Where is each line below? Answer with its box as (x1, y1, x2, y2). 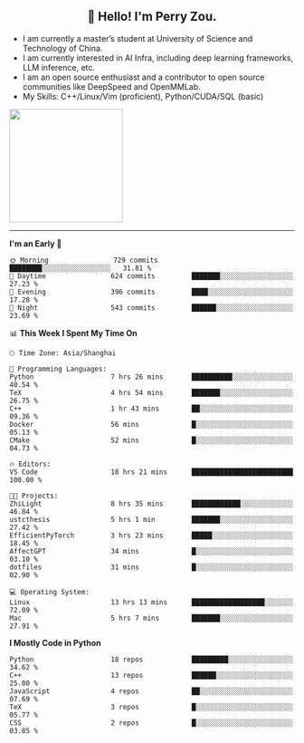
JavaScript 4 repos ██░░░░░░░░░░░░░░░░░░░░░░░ (9, 686, 294, 696)
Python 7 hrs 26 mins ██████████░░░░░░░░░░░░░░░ (9, 372, 294, 381)
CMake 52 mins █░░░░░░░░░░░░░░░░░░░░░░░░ (9, 436, 294, 445)
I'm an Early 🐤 (9, 237, 62, 249)
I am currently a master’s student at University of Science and (22, 33, 253, 43)
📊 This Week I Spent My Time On (9, 327, 138, 338)
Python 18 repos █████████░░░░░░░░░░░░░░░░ (9, 654, 294, 664)
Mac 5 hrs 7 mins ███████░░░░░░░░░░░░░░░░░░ (9, 613, 294, 622)
